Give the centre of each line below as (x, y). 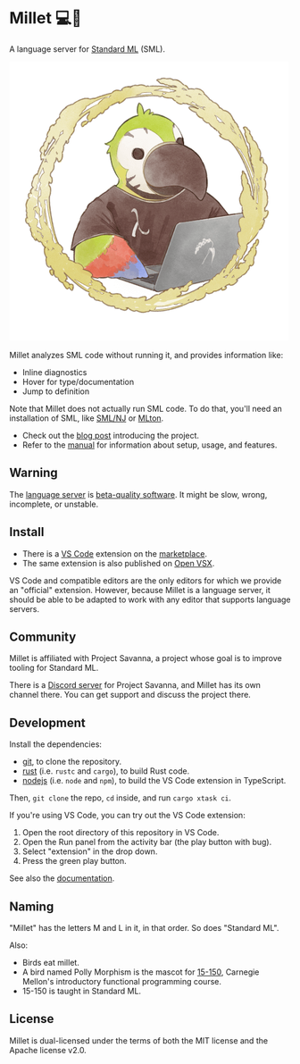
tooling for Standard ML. (54, 668)
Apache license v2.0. (48, 1050)
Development (48, 722)
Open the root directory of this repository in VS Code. (121, 833)
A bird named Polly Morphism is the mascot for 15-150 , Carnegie (141, 972)
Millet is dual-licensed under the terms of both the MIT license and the (139, 1040)
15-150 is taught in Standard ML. (81, 991)
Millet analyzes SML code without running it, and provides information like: (146, 355)
